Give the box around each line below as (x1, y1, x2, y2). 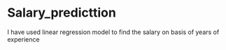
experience (7, 35, 40, 43)
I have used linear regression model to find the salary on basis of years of (7, 28, 220, 36)
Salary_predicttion (7, 5, 117, 21)
